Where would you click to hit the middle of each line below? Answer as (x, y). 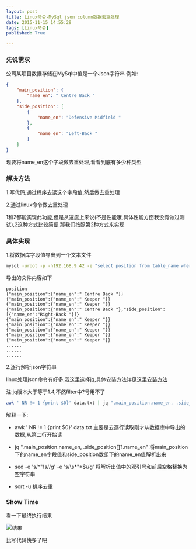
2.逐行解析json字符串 (32, 367)
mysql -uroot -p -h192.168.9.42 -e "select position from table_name (92, 266)
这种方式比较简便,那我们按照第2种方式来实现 (71, 225)
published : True (26, 33)
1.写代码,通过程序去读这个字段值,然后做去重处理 (63, 192)
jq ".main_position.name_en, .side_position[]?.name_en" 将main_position (101, 447)
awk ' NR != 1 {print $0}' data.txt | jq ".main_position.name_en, (90, 403)
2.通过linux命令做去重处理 (37, 205)
